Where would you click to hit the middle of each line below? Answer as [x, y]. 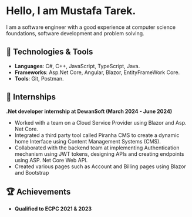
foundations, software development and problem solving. [75, 33]
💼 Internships [31, 97]
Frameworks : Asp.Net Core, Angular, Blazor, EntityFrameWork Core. [97, 72]
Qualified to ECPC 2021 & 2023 [53, 209]
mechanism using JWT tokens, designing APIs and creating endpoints [99, 153]
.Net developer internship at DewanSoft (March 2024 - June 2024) [89, 111]
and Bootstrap [32, 172]
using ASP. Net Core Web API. [51, 160]
